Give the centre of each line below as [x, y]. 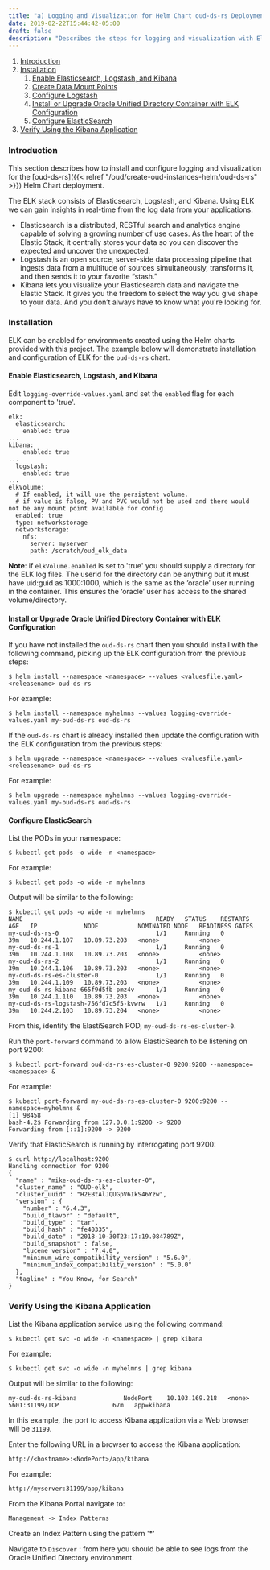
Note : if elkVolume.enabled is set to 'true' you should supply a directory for [132, 566]
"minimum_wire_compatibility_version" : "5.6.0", [108, 1258]
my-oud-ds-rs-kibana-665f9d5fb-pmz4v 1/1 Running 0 [117, 990]
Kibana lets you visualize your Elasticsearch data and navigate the [129, 285]
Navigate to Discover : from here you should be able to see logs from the [129, 1549]
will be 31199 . [30, 1428]
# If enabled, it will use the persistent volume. [102, 495]
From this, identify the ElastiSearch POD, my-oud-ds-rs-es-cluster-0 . [122, 1026]
